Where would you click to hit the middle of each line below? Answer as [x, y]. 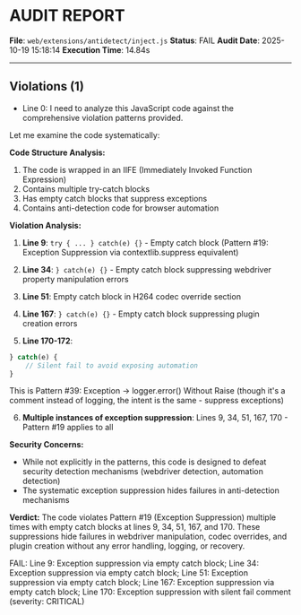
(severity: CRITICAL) [47, 602]
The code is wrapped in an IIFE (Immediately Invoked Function [137, 169]
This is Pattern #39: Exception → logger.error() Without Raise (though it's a [147, 391]
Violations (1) [47, 87]
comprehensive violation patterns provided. [103, 117]
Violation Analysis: [46, 225]
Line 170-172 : [47, 341]
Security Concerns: [47, 445]
